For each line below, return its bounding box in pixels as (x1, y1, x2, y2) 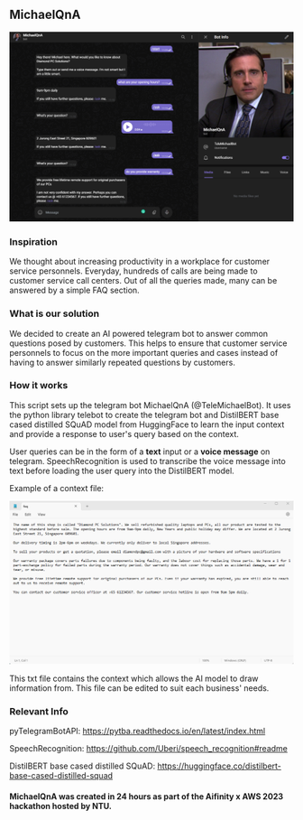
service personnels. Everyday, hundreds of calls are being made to (9, 266, 259, 276)
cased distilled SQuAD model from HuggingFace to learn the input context (9, 419, 285, 430)
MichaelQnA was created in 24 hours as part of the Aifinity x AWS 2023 (9, 790, 284, 802)
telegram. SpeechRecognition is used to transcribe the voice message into (9, 455, 286, 466)
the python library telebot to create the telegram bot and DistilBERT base (9, 409, 280, 420)
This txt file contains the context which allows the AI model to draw (9, 673, 259, 684)
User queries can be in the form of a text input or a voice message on (9, 446, 271, 457)
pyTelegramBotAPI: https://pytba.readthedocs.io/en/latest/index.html (9, 726, 266, 737)
